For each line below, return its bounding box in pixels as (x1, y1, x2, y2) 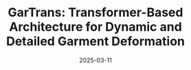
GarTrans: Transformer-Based (8, 5, 183, 20)
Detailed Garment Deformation (6, 34, 185, 49)
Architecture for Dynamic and (8, 19, 183, 35)
